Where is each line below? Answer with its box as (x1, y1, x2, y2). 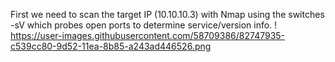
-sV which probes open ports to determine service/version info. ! (10, 19, 278, 31)
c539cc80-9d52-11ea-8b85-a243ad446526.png (10, 40, 212, 52)
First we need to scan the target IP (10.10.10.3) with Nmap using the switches (10, 9, 325, 20)
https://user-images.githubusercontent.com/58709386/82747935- (10, 30, 286, 41)
